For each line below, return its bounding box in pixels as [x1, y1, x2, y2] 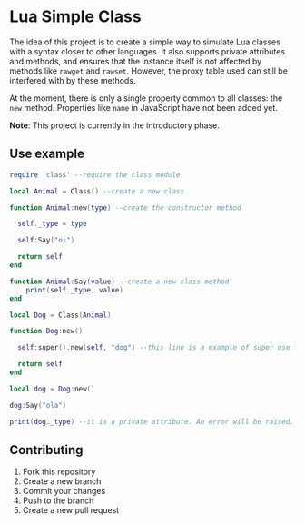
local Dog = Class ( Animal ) [9, 311, 112, 320]
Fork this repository [22, 466, 96, 478]
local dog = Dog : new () [9, 384, 95, 393]
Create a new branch [22, 476, 102, 487]
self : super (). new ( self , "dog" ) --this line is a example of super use [17, 343, 290, 352]
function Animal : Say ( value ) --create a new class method [9, 277, 230, 286]
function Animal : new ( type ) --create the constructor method [9, 203, 242, 213]
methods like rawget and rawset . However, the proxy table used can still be [9, 65, 289, 76]
